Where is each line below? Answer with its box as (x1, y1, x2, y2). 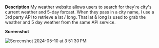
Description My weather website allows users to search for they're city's (5, 4, 152, 10)
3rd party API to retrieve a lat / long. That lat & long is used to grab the (5, 14, 146, 20)
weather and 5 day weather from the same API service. (5, 19, 116, 25)
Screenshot (5, 29, 29, 34)
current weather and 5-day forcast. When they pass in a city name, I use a (5, 9, 155, 15)
